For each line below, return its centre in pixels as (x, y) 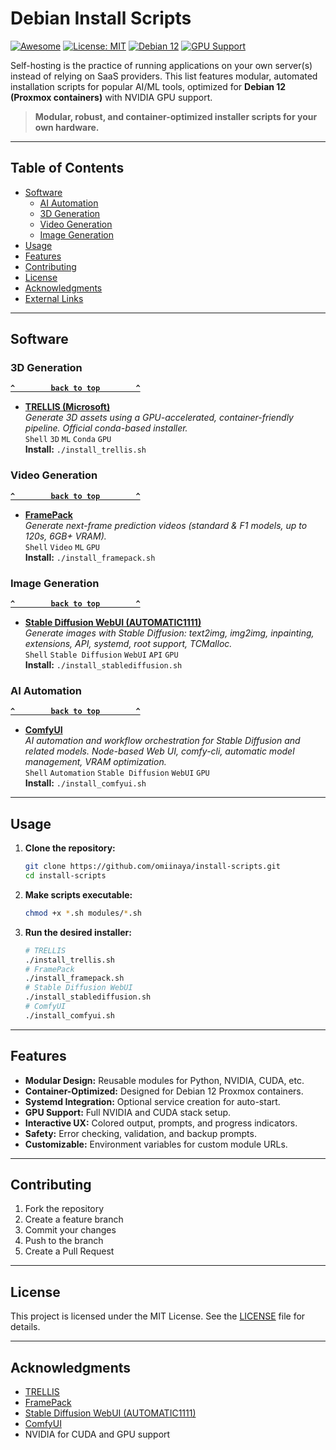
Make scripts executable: (78, 894)
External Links (54, 298)
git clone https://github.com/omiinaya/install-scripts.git (152, 867)
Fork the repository (64, 1209)
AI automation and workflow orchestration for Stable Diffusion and (162, 741)
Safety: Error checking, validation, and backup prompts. (140, 1133)
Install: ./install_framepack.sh (90, 557)
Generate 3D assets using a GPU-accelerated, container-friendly (159, 418)
